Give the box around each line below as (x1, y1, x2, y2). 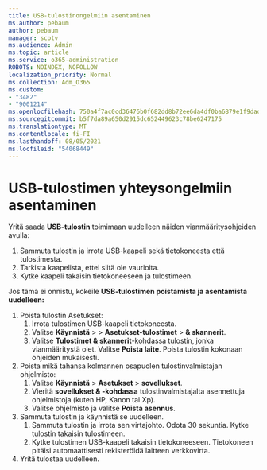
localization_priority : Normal (8, 71, 112, 79)
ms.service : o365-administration (8, 56, 119, 64)
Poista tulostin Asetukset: (19, 311, 103, 320)
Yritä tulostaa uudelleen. (19, 454, 100, 464)
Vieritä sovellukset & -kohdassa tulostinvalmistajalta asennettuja (31, 386, 245, 396)
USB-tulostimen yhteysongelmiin (8, 179, 233, 197)
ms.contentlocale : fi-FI (8, 130, 91, 138)
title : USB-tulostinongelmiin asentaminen (8, 11, 151, 20)
